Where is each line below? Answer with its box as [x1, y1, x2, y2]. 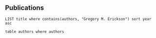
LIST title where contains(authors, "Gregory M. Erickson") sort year [5, 16, 152, 21]
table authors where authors [5, 29, 64, 34]
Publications [5, 4, 44, 12]
